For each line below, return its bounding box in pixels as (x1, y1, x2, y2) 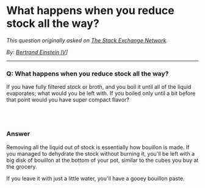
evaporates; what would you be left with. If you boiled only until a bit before (6, 89, 196, 97)
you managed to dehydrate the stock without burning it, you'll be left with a (6, 150, 195, 157)
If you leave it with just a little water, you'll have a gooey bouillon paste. (6, 175, 185, 182)
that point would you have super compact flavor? (6, 96, 129, 103)
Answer (6, 130, 31, 138)
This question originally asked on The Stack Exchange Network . (6, 37, 168, 44)
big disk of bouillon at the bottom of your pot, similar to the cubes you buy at (6, 156, 199, 164)
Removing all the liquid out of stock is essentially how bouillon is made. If (6, 144, 190, 151)
